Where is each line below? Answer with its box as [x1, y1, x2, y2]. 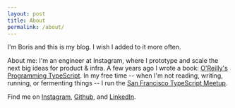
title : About [7, 17, 46, 24]
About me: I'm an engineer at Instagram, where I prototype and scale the [7, 56, 219, 65]
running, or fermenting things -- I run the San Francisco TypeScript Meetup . [7, 79, 228, 88]
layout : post [7, 10, 46, 18]
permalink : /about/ [7, 23, 65, 30]
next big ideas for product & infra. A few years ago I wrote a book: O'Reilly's [7, 64, 228, 73]
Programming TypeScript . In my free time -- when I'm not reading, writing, [7, 71, 224, 80]
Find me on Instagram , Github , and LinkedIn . [7, 92, 136, 101]
